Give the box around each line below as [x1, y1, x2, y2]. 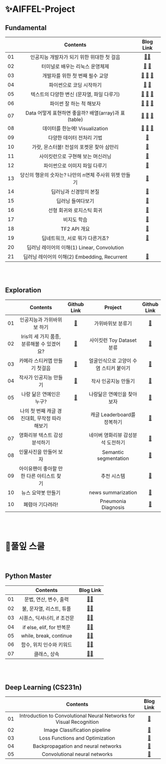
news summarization [88, 489, 137, 496]
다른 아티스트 [26, 472, 55, 479]
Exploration [5, 286, 41, 295]
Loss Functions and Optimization [39, 735, 115, 742]
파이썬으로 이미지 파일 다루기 [43, 162, 107, 169]
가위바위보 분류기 [94, 320, 132, 327]
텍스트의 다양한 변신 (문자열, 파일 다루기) [30, 91, 120, 98]
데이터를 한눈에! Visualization [42, 125, 108, 132]
